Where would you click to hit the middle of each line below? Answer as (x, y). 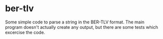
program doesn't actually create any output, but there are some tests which (82, 27)
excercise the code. (25, 32)
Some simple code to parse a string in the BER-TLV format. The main (75, 22)
